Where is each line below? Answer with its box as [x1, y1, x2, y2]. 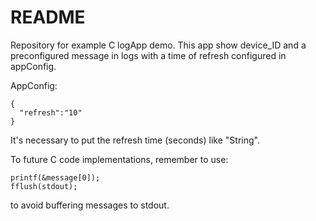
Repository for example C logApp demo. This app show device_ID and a [10, 39, 307, 51]
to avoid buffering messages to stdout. [10, 199, 170, 211]
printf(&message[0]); [10, 172, 101, 183]
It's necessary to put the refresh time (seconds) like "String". [10, 134, 260, 146]
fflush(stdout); [10, 181, 78, 191]
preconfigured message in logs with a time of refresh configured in [10, 49, 287, 61]
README [10, 6, 86, 29]
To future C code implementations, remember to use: [10, 153, 229, 165]
